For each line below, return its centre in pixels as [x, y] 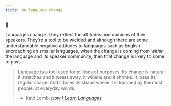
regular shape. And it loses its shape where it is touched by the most [90, 82]
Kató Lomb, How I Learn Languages [63, 98]
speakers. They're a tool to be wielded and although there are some [77, 40]
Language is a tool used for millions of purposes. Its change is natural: [92, 72]
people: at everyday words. [47, 88]
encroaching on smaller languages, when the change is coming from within [84, 51]
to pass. [14, 61]
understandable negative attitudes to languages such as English [73, 45]
